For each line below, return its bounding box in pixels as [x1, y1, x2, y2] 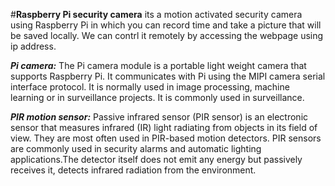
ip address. [10, 40, 57, 52]
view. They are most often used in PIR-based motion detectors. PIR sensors [10, 132, 322, 144]
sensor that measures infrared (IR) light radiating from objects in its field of [10, 122, 318, 133]
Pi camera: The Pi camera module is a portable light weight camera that [10, 60, 307, 71]
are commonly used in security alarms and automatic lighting [10, 143, 262, 154]
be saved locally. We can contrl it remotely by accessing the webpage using [10, 30, 324, 41]
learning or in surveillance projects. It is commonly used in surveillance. [10, 92, 305, 103]
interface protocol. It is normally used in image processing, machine [10, 81, 290, 93]
